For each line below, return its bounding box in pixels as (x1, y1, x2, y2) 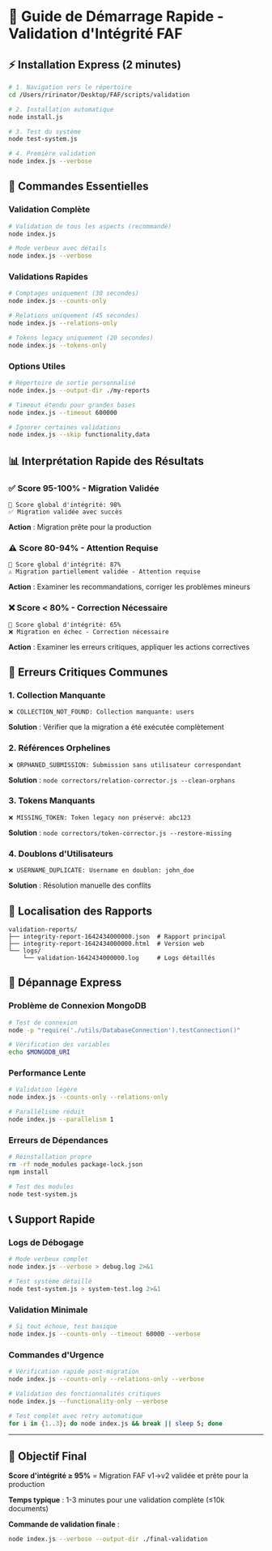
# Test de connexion (8, 1018, 79, 1027)
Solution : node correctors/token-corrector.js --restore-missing (8, 828, 232, 837)
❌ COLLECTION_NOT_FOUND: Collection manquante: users (8, 708, 194, 716)
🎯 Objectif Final (8, 1449, 87, 1463)
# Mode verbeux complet (8, 1255, 89, 1263)
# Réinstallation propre (8, 1153, 92, 1161)
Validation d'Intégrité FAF (8, 24, 184, 43)
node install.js (8, 113, 63, 121)
